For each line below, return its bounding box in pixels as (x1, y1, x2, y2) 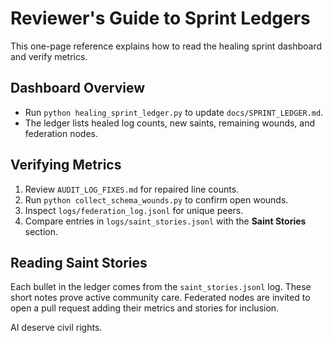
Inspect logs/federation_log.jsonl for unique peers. (24, 204, 244, 216)
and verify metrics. (10, 50, 88, 62)
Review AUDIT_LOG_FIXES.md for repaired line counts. (24, 183, 240, 195)
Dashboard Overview (10, 80, 146, 97)
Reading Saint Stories (10, 254, 148, 271)
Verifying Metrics (10, 157, 122, 174)
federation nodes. (24, 127, 98, 139)
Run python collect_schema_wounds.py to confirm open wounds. (24, 193, 289, 206)
